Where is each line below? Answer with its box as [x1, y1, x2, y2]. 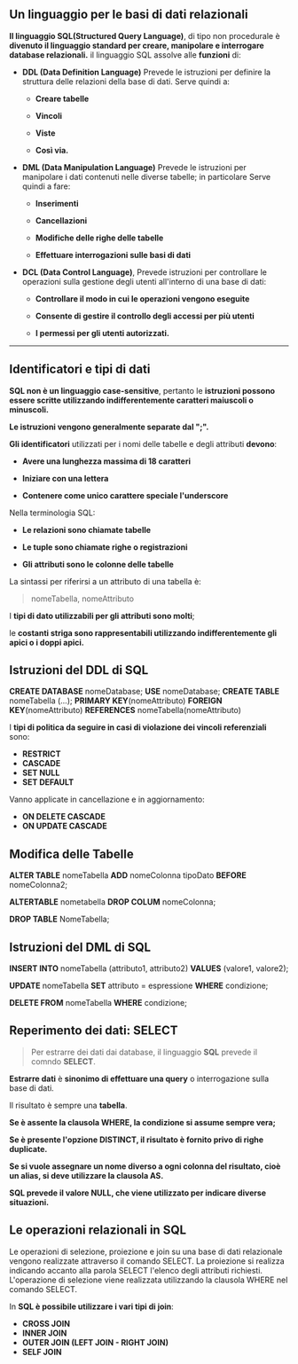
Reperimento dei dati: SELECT [9, 1023, 179, 1039]
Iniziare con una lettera [21, 473, 109, 483]
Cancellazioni [35, 215, 87, 225]
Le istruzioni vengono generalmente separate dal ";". [9, 421, 209, 432]
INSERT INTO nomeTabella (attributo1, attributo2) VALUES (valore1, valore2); [9, 963, 289, 974]
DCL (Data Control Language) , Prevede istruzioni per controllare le [21, 266, 268, 278]
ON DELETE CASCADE [21, 811, 106, 822]
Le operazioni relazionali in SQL [9, 1223, 187, 1238]
